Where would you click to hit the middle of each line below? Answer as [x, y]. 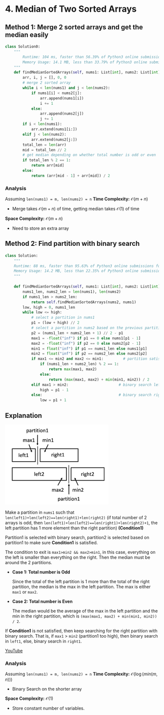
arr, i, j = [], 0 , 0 [45, 78]
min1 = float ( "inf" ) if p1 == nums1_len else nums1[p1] [89, 349]
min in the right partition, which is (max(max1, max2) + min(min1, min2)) [84, 616]
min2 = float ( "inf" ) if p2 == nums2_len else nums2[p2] [89, 354]
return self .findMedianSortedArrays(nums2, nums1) [84, 302]
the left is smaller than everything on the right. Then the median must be [78, 557]
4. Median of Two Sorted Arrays [71, 9]
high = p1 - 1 [54, 390]
